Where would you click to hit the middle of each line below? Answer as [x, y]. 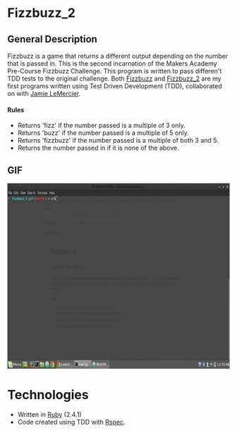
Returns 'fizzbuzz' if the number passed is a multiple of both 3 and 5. [118, 141]
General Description [52, 39]
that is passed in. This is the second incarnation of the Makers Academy [112, 64]
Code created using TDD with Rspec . [71, 422]
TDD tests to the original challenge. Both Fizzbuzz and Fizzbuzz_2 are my [114, 78]
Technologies [48, 395]
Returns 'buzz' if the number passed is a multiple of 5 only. [103, 133]
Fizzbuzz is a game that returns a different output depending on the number [117, 56]
